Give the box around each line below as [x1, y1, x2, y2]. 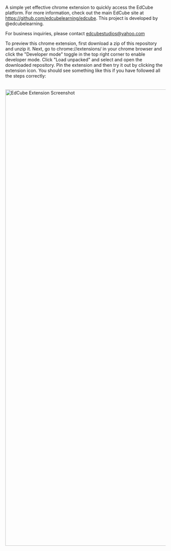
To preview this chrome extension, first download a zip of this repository [5, 40, 157, 46]
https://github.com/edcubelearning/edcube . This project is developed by [5, 15, 158, 21]
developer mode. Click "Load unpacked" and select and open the [5, 57, 142, 63]
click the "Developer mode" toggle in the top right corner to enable [5, 51, 146, 57]
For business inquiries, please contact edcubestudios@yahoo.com [5, 31, 145, 36]
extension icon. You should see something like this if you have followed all [5, 67, 161, 73]
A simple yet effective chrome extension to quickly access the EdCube [5, 5, 154, 10]
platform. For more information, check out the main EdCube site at [5, 10, 144, 16]
